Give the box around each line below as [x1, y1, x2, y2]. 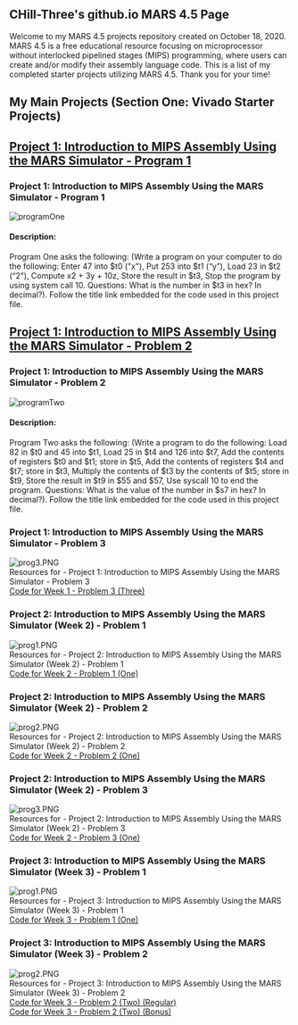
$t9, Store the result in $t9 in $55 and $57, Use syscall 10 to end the [9, 475, 259, 486]
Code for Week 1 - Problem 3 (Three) [9, 586, 145, 596]
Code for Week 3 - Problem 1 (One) [9, 914, 139, 925]
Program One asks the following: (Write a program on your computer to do [9, 252, 283, 262]
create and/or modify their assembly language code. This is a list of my [9, 59, 270, 70]
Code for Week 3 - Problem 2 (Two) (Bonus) [9, 1006, 172, 1017]
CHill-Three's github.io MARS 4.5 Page [9, 7, 230, 22]
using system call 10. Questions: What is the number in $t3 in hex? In [9, 280, 261, 291]
